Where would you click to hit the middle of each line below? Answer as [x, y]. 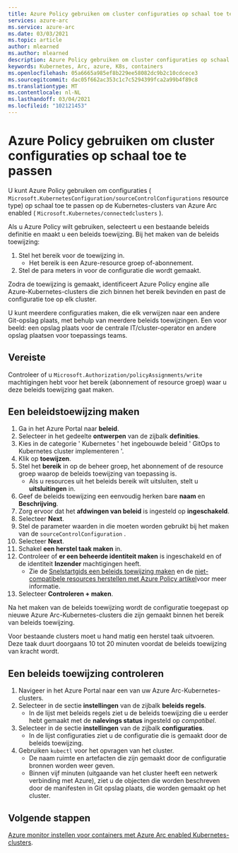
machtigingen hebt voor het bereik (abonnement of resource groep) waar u [117, 382]
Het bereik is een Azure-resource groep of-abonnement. [111, 263]
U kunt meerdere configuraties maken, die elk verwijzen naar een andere [114, 312]
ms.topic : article [35, 40]
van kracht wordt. [34, 652]
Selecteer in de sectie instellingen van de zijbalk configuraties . [111, 728]
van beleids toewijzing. [41, 623]
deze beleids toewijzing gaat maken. [61, 389]
